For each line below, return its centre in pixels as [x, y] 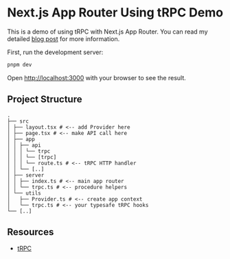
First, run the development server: [55, 52]
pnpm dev [20, 64]
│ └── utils [24, 193]
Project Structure [45, 100]
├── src [18, 121]
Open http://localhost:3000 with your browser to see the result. [97, 77]
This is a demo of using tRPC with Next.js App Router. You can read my [107, 32]
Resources [31, 232]
